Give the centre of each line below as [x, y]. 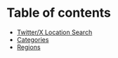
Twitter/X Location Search [54, 32]
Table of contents [59, 13]
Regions [28, 47]
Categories [33, 39]
